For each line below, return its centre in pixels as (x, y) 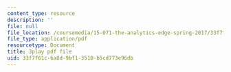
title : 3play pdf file (40, 52)
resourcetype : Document (41, 45)
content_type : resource (41, 13)
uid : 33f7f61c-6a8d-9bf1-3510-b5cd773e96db (70, 58)
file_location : (29, 33)
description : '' (30, 20)
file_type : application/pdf (47, 39)
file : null (23, 26)
